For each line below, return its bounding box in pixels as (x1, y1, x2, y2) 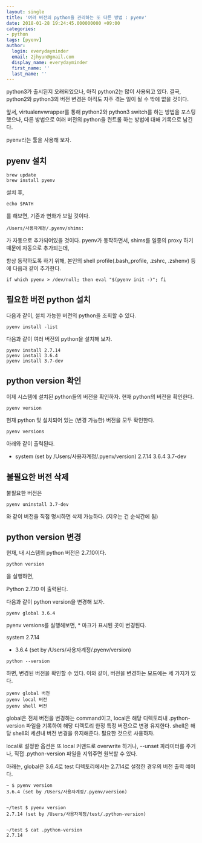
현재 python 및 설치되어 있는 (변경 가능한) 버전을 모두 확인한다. (6, 416, 155, 424)
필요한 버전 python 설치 (6, 294, 91, 305)
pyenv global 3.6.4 (6, 610, 56, 616)
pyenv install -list (6, 324, 59, 330)
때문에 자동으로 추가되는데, (6, 244, 70, 251)
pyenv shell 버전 (6, 703, 47, 709)
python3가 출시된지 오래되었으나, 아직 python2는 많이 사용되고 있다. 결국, (6, 88, 181, 95)
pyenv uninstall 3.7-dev (6, 501, 69, 508)
